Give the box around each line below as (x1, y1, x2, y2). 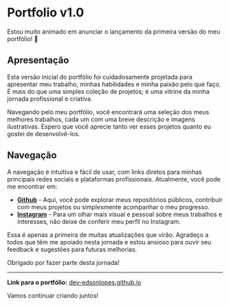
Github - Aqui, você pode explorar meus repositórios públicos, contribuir (16, 195, 223, 203)
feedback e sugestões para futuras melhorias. (7, 245, 138, 253)
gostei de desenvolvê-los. (7, 129, 81, 138)
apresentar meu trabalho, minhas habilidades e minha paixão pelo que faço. (7, 80, 221, 88)
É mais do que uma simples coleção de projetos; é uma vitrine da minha (7, 87, 210, 95)
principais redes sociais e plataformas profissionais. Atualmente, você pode (7, 175, 221, 183)
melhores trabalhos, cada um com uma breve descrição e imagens (7, 115, 195, 123)
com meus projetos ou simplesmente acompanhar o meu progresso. (16, 203, 210, 211)
